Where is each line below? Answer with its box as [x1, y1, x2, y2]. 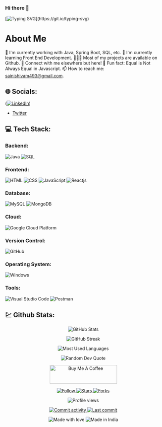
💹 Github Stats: [5, 310, 55, 319]
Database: [5, 190, 31, 197]
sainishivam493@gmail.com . [5, 73, 64, 79]
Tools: [5, 285, 21, 291]
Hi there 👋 [5, 4, 30, 11]
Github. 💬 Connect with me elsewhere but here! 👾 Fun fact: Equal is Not [5, 60, 151, 66]
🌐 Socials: [5, 87, 38, 96]
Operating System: [5, 261, 52, 268]
